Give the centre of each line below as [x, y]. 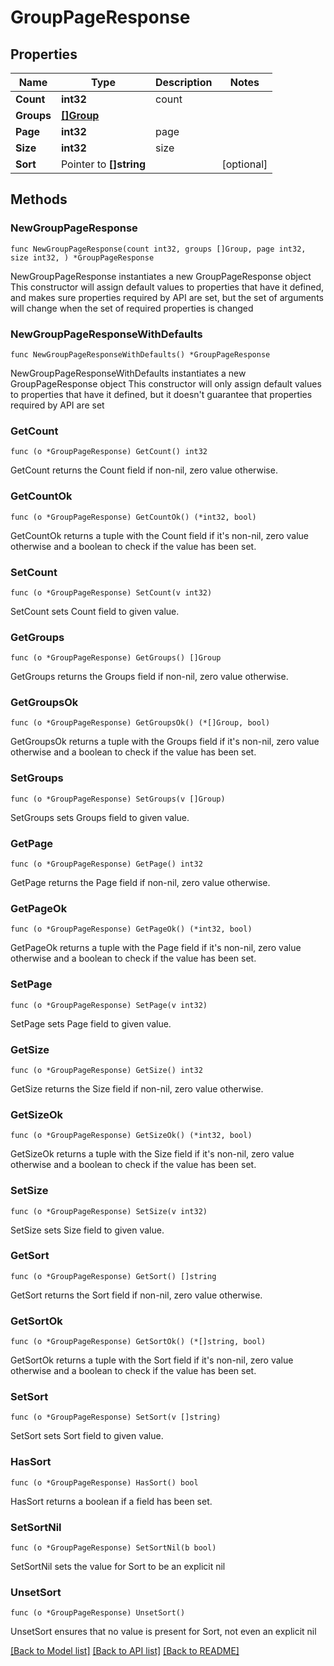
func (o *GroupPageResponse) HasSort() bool [104, 1482]
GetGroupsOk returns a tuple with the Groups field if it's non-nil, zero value [165, 742]
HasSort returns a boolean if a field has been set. [111, 1501]
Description [184, 82]
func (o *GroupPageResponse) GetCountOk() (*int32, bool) [133, 517]
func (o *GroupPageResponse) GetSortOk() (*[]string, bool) [138, 1342]
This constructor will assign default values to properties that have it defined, [167, 287]
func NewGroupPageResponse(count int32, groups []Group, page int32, [158, 249]
